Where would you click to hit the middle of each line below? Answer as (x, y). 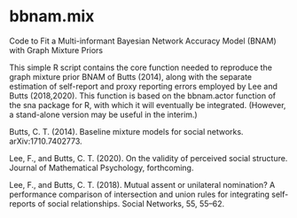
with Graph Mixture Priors (56, 50)
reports (23, 203)
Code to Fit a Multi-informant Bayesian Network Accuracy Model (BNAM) (143, 41)
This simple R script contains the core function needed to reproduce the (141, 67)
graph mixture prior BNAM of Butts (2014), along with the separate (131, 76)
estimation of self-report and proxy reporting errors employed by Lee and (143, 86)
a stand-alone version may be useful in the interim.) (103, 114)
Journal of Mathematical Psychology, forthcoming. (102, 167)
